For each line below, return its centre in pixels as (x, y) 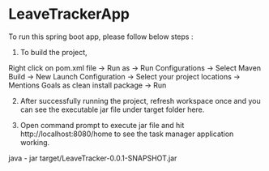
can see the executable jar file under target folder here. (112, 109)
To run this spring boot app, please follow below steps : (101, 36)
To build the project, (53, 52)
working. (35, 142)
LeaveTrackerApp (69, 14)
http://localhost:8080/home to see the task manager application (127, 134)
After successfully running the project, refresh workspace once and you (140, 100)
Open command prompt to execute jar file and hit (102, 125)
